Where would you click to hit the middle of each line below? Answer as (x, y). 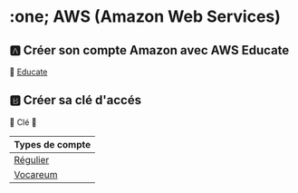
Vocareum (36, 174)
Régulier (32, 159)
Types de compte (53, 144)
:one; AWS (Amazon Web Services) (145, 17)
